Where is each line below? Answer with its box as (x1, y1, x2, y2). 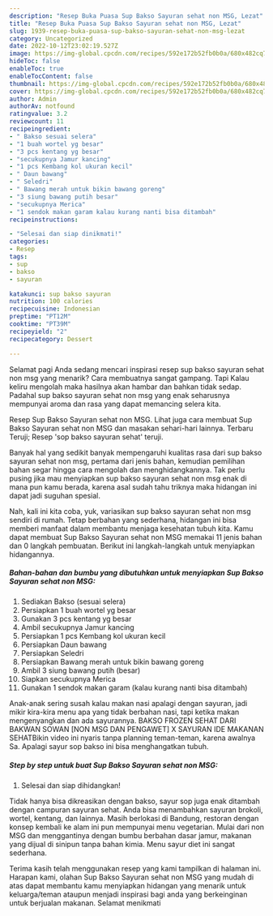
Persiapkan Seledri (20, 648, 84, 658)
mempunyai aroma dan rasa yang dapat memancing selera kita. (9, 399, 221, 409)
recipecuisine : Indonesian (9, 305, 100, 313)
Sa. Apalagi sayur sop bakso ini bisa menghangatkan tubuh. (9, 742, 209, 751)
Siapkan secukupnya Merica (20, 674, 116, 684)
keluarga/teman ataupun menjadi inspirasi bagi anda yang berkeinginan (9, 889, 248, 900)
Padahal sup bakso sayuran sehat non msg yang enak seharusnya (9, 390, 230, 400)
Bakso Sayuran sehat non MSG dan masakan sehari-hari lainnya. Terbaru (9, 423, 254, 433)
